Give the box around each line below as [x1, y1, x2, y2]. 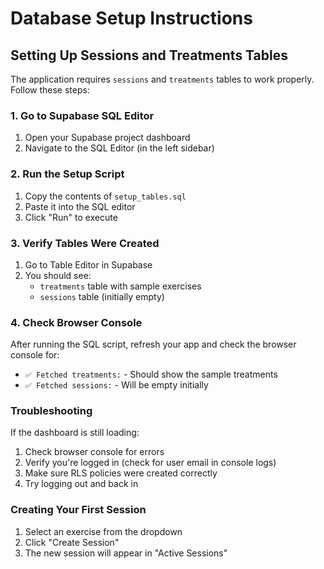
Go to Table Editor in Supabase [24, 258, 153, 271]
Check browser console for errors [24, 446, 165, 458]
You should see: [24, 269, 92, 281]
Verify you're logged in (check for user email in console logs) [24, 457, 277, 469]
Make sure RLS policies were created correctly [24, 467, 218, 479]
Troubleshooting [10, 404, 93, 418]
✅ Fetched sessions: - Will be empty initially [24, 379, 209, 391]
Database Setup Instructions [10, 7, 253, 30]
